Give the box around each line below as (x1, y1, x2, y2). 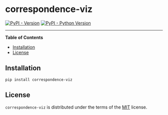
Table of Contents (5, 34, 43, 40)
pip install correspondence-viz (5, 77, 72, 82)
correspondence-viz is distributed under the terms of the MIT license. (5, 104, 147, 110)
